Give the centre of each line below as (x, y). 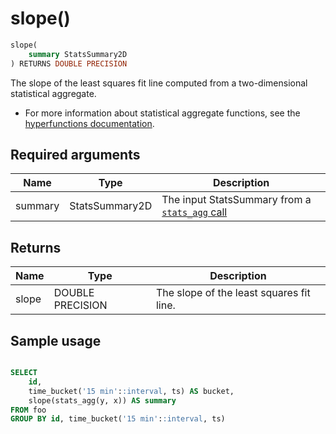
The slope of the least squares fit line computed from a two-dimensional (159, 83)
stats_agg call (194, 212)
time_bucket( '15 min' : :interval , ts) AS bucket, (131, 391)
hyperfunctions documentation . (89, 123)
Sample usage (56, 340)
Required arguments (75, 154)
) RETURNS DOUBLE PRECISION (69, 63)
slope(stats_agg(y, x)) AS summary (102, 400)
